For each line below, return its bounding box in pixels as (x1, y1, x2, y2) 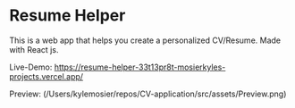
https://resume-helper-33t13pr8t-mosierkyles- (54, 62, 226, 72)
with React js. (9, 44, 59, 54)
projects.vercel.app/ (9, 71, 83, 81)
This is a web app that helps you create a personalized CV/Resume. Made (9, 35, 282, 46)
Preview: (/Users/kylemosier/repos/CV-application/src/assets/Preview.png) (9, 88, 287, 99)
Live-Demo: (9, 62, 53, 72)
